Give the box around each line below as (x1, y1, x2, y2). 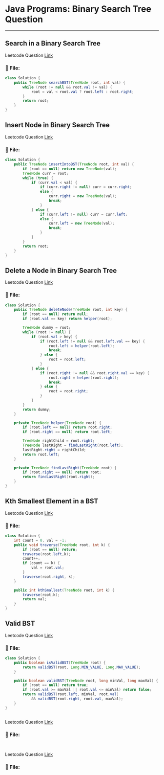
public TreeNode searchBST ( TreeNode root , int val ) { (14, 80, 125, 85)
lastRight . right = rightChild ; (22, 447, 86, 452)
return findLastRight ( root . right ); (22, 475, 95, 479)
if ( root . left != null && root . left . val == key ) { (40, 339, 145, 343)
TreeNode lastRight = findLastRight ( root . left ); (22, 443, 123, 448)
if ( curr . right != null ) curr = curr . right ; (40, 184, 132, 189)
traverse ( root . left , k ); (22, 551, 71, 556)
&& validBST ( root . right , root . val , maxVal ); (31, 696, 123, 702)
